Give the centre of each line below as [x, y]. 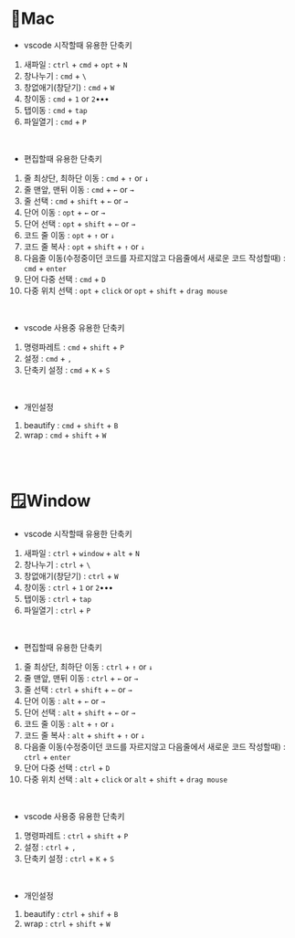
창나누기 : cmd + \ [55, 76]
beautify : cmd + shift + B [71, 425]
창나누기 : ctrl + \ [57, 564]
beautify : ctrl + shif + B [71, 913]
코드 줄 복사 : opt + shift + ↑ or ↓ [84, 247]
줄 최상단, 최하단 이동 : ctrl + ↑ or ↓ [88, 667]
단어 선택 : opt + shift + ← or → [79, 224]
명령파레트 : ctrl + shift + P [76, 836]
